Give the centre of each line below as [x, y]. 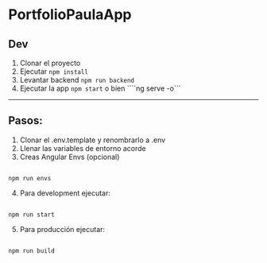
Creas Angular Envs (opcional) [70, 157]
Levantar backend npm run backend [77, 80]
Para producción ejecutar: [62, 229]
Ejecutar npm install [54, 72]
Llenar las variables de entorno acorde [83, 148]
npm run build [32, 251]
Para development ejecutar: [65, 193]
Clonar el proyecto [50, 63]
